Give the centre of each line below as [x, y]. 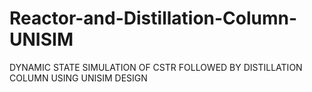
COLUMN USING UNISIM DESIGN [78, 78]
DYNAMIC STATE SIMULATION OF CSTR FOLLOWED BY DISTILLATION [156, 67]
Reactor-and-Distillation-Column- [153, 18]
